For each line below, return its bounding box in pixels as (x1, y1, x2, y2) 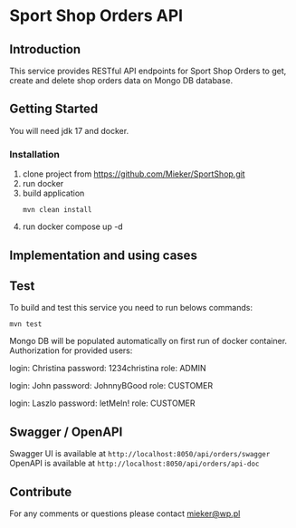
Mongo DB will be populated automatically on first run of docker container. (9, 336, 288, 347)
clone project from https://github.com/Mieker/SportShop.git (22, 168, 246, 179)
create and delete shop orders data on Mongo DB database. (9, 75, 234, 86)
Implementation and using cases (9, 247, 197, 263)
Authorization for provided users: (9, 345, 133, 356)
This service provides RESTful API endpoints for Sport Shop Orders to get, (9, 65, 287, 76)
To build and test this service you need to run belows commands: (9, 302, 253, 313)
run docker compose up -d (22, 221, 124, 232)
